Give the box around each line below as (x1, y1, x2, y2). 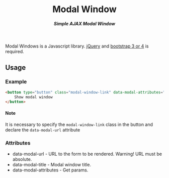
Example (5, 78, 27, 85)
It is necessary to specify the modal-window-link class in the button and (5, 121, 153, 127)
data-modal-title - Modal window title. (12, 161, 92, 167)
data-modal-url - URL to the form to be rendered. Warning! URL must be (12, 151, 162, 157)
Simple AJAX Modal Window (53, 20, 116, 26)
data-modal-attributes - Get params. (12, 167, 89, 173)
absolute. (12, 156, 32, 162)
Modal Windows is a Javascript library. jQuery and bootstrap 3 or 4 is (5, 43, 149, 49)
